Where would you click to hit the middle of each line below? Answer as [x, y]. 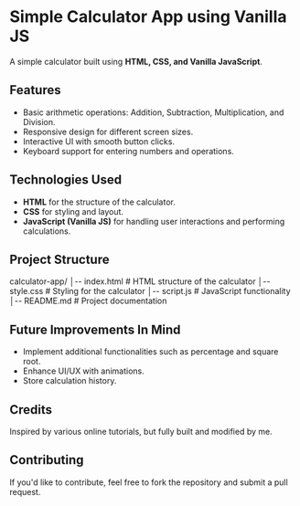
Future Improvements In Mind [95, 329]
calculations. [47, 231]
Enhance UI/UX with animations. [83, 371]
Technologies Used [65, 180]
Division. [39, 121]
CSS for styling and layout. [73, 211]
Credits [31, 410]
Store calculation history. [70, 381]
